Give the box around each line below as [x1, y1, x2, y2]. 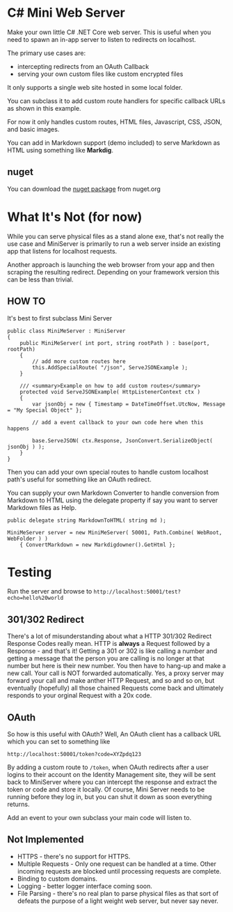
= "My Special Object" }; [7, 406, 82, 414]
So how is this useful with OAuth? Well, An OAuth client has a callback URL [7, 730, 221, 739]
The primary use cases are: [7, 49, 86, 57]
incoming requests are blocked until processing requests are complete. [17, 867, 221, 875]
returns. [7, 800, 30, 809]
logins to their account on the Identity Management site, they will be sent [7, 771, 216, 779]
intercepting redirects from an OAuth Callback [17, 62, 150, 70]
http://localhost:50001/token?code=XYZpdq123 [7, 751, 141, 758]
